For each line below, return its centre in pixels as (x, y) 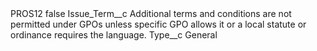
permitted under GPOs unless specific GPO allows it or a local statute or (158, 24)
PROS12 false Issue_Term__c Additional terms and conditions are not (151, 13)
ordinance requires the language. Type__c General (114, 35)
